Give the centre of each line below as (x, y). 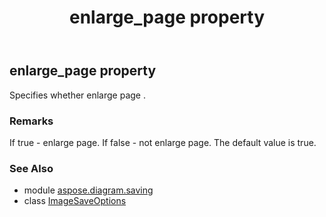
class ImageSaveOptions (75, 201)
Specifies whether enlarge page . (77, 95)
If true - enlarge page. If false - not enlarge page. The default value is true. (163, 142)
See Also (31, 168)
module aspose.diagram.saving (88, 190)
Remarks (31, 121)
